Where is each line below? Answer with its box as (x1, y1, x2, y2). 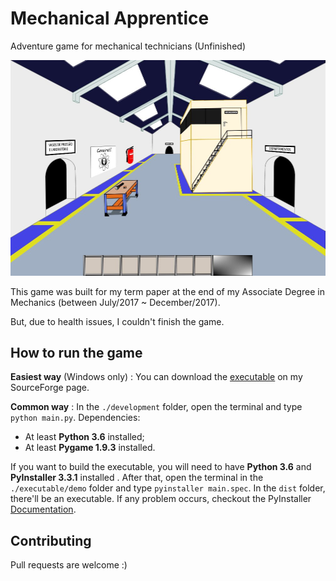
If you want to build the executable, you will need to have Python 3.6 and (10, 461, 312, 473)
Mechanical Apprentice (10, 7, 210, 30)
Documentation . (10, 503, 77, 516)
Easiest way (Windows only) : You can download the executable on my (10, 371, 303, 383)
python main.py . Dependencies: (10, 412, 141, 424)
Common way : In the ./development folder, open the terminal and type (10, 401, 303, 413)
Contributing (10, 532, 92, 549)
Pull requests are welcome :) (10, 559, 128, 571)
